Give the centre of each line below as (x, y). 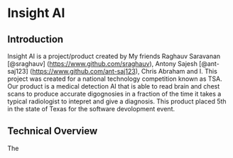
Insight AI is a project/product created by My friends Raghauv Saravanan (114, 56)
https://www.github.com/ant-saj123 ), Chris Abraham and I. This (125, 71)
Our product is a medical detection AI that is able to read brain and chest (114, 86)
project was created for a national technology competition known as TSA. (115, 79)
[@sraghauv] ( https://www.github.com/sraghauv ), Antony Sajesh (102, 64)
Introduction (36, 39)
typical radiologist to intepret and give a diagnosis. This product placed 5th (117, 101)
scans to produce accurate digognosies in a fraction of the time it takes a (114, 94)
